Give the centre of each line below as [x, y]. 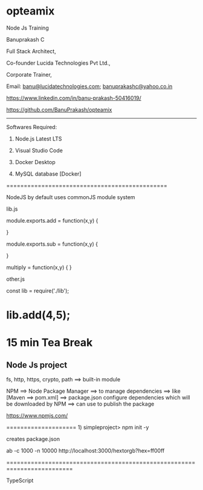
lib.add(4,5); [38, 315]
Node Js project [37, 365]
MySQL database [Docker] [48, 174]
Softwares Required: [32, 127]
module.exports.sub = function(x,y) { [52, 244]
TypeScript [20, 480]
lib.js [12, 209]
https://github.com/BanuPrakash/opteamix [59, 109]
